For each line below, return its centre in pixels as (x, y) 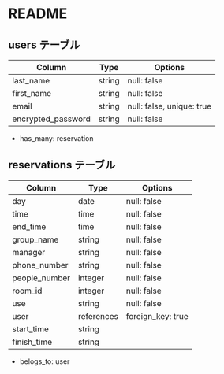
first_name (32, 93)
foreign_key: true (157, 316)
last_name (31, 81)
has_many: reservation (56, 138)
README (38, 14)
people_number (41, 278)
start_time (30, 329)
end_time (29, 227)
